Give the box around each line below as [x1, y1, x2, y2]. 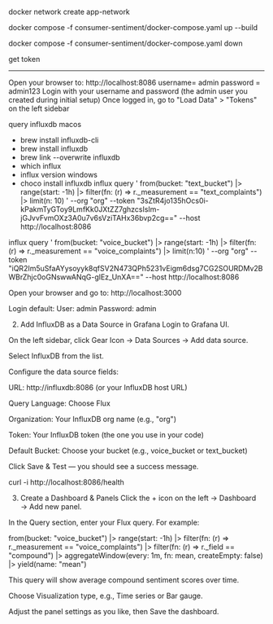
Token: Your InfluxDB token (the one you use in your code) [8, 430, 205, 439]
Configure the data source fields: [8, 367, 119, 376]
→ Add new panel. [19, 502, 82, 512]
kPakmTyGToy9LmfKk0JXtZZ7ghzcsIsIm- [19, 204, 160, 214]
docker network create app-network [8, 7, 130, 16]
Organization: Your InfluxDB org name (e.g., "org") [8, 415, 177, 424]
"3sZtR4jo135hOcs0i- [136, 196, 209, 205]
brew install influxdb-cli [19, 135, 99, 145]
